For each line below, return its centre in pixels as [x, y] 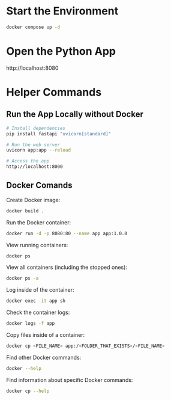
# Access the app [28, 161]
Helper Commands [54, 92]
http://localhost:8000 [34, 167]
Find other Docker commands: [44, 357]
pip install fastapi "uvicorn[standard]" [59, 134]
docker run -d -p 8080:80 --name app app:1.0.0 [67, 233]
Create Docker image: [33, 200]
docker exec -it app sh [36, 301]
